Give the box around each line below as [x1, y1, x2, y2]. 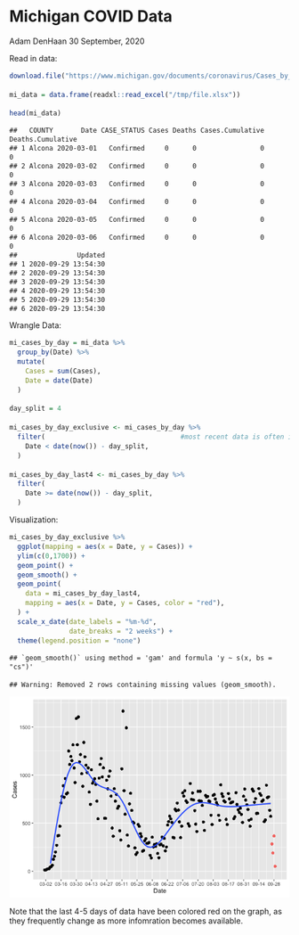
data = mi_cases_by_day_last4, [25, 589, 141, 598]
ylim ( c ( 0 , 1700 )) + [17, 551, 86, 561]
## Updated [9, 251, 105, 260]
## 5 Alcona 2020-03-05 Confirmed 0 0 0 [9, 216, 265, 225]
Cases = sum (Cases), [25, 366, 101, 375]
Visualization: [9, 514, 59, 525]
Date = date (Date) [25, 376, 93, 385]
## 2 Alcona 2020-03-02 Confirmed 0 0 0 [9, 162, 265, 171]
